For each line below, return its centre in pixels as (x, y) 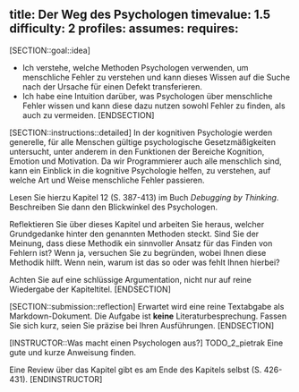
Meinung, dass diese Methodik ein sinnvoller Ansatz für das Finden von (141, 243)
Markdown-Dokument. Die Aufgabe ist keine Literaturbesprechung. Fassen (148, 316)
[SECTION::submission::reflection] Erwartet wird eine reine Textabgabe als (147, 306)
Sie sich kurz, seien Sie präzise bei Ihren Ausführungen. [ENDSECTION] (142, 325)
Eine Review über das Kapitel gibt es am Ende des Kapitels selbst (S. (136, 370)
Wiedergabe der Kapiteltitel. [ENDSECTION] (90, 289)
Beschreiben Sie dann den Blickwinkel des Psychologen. (113, 207)
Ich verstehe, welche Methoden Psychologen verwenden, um (135, 67)
